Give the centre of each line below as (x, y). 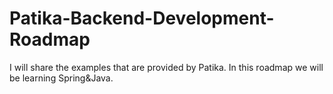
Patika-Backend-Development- (142, 18)
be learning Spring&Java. (61, 78)
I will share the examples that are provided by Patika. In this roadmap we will (166, 67)
